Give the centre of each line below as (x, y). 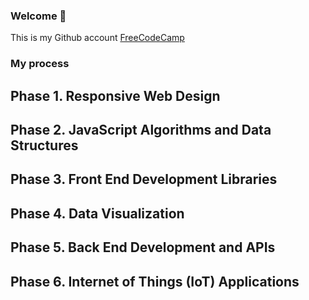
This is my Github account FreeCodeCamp (97, 38)
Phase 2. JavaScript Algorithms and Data (141, 130)
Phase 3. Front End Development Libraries (144, 179)
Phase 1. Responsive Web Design (115, 95)
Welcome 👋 (38, 16)
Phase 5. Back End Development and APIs (143, 247)
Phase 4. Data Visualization (97, 213)
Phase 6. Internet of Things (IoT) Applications (155, 281)
